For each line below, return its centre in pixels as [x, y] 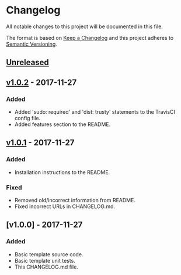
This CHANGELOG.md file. [46, 267]
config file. [27, 118]
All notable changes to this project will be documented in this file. [85, 26]
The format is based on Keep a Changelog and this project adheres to [90, 38]
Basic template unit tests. [45, 260]
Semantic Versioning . [32, 44]
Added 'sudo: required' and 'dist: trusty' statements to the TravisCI [95, 112]
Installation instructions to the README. [62, 172]
